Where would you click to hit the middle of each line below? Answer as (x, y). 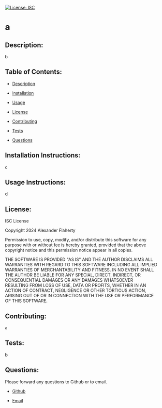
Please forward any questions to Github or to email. (56, 382)
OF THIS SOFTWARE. (26, 301)
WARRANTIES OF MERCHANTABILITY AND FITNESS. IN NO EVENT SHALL (80, 270)
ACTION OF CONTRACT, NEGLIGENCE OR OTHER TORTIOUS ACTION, (76, 290)
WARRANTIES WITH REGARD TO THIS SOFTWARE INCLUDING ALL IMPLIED (81, 265)
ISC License (17, 221)
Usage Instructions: (36, 182)
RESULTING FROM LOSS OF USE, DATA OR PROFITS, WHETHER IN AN (76, 285)
